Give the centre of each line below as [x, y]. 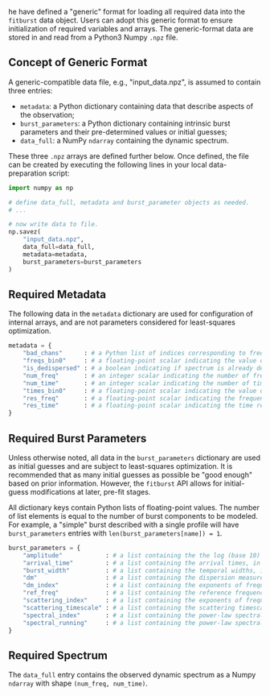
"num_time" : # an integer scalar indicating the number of [136, 383]
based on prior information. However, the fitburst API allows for [115, 483]
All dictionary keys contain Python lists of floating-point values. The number [134, 507]
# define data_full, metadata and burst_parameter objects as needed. [129, 202]
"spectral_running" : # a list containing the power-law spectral [143, 623]
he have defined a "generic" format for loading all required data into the [127, 12]
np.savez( [25, 232]
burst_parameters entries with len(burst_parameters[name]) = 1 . [115, 533]
